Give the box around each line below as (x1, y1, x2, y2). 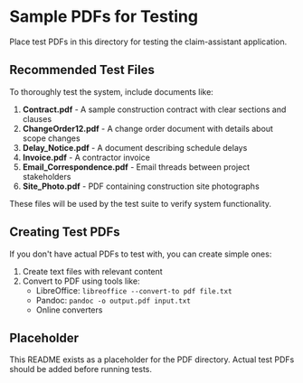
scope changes (22, 133, 80, 144)
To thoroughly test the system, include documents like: (9, 86, 214, 97)
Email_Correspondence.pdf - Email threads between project (22, 161, 251, 173)
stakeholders (22, 171, 71, 182)
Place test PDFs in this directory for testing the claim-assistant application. (9, 36, 288, 47)
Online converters (35, 304, 103, 315)
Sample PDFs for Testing (9, 6, 199, 27)
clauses (22, 113, 52, 124)
